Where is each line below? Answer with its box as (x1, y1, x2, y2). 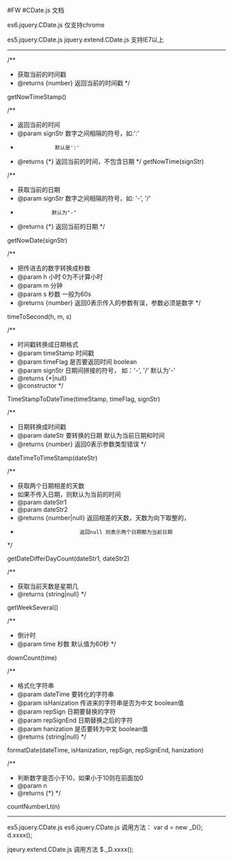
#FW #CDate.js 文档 (7, 6, 64, 14)
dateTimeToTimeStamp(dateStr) (7, 454, 98, 462)
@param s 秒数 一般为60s (17, 290, 92, 298)
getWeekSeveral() (7, 603, 59, 612)
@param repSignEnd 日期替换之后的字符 (17, 716, 133, 724)
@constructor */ (17, 381, 64, 390)
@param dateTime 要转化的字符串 (17, 690, 114, 698)
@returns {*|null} (17, 374, 67, 382)
